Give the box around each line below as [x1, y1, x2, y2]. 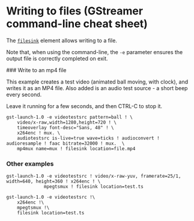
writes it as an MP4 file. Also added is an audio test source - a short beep [6, 84, 188, 91]
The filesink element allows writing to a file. [6, 37, 117, 44]
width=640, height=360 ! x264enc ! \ [6, 178, 101, 184]
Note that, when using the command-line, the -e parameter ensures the [6, 48, 183, 55]
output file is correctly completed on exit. [6, 55, 108, 62]
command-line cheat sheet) [6, 17, 148, 31]
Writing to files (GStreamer [6, 4, 143, 18]
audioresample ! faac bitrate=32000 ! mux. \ [6, 140, 125, 147]
